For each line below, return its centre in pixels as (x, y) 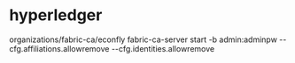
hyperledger (56, 15)
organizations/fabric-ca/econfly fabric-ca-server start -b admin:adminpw (143, 39)
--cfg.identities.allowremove (163, 48)
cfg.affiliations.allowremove (59, 48)
